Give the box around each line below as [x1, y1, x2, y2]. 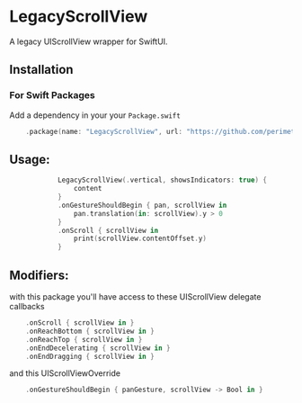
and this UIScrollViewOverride [9, 368, 121, 379]
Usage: [9, 151, 51, 167]
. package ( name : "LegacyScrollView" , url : [25, 127, 182, 136]
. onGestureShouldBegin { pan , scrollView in [57, 201, 227, 210]
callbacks [9, 301, 45, 311]
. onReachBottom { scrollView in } [25, 327, 155, 336]
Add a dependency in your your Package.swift [9, 110, 182, 121]
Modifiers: [9, 267, 69, 282]
